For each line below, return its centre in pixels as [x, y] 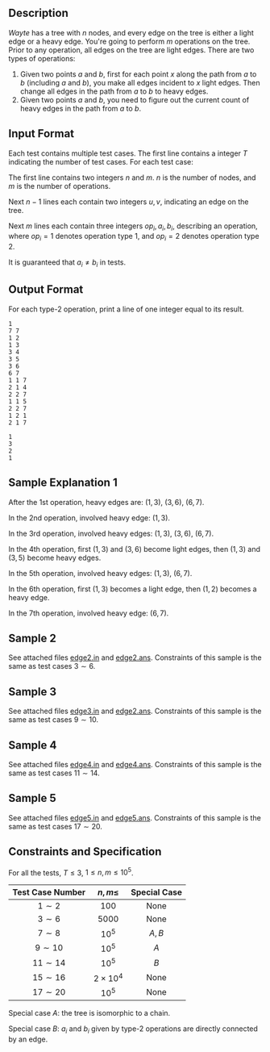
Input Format [42, 134]
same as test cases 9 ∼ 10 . [54, 720]
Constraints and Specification [85, 852]
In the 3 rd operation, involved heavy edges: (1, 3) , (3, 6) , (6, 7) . [111, 533]
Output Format [46, 290]
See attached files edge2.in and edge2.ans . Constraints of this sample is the [135, 657]
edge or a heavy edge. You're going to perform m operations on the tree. [129, 41]
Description [38, 13]
